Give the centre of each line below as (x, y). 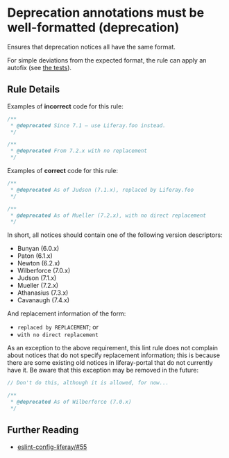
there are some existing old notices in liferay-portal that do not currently (110, 363)
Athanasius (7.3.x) (43, 293)
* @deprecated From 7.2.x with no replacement (79, 151)
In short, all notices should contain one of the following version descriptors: (115, 235)
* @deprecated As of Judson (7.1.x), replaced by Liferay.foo (102, 190)
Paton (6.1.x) (35, 256)
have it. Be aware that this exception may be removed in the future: (103, 370)
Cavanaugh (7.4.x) (43, 300)
